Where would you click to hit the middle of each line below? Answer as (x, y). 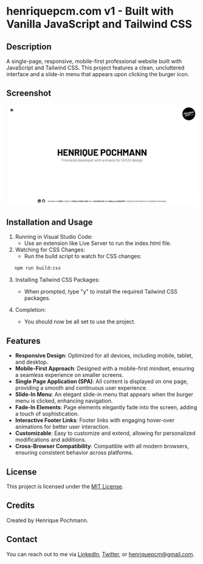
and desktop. (32, 362)
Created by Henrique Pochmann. (47, 520)
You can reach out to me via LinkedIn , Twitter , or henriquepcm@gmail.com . (101, 554)
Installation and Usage (50, 223)
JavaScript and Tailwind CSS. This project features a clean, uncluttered (95, 68)
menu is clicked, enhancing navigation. (64, 401)
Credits (21, 506)
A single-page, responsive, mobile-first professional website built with (94, 61)
